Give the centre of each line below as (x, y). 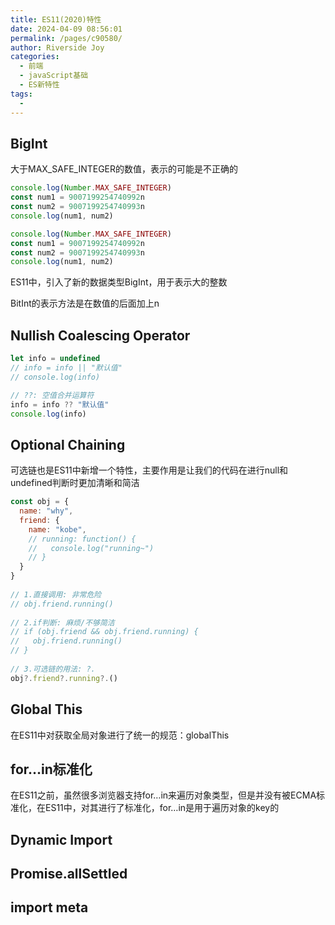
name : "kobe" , (57, 529)
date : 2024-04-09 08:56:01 (66, 29)
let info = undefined (55, 359)
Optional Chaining (68, 444)
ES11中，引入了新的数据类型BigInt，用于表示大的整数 (119, 282)
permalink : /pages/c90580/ (66, 38)
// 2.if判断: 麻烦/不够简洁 (62, 622)
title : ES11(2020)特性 (56, 19)
